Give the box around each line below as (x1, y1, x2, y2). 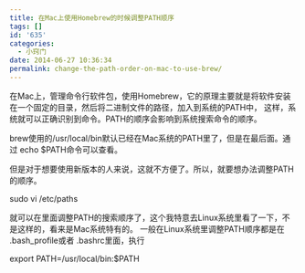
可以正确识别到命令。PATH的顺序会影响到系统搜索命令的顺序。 (25, 113, 262, 124)
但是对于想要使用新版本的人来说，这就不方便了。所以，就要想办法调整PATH (9, 163, 294, 174)
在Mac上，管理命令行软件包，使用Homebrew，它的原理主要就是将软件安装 (9, 90, 291, 101)
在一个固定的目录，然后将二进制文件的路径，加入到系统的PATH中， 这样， (9, 101, 289, 112)
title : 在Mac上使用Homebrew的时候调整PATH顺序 (9, 13, 175, 23)
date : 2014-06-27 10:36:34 (9, 56, 112, 65)
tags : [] (9, 22, 43, 31)
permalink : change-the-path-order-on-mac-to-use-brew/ (9, 65, 223, 74)
